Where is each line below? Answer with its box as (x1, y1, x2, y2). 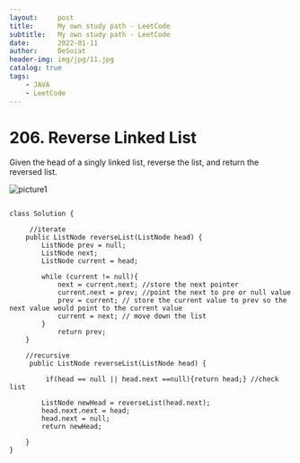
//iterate (29, 225, 66, 234)
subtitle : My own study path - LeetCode (9, 30, 171, 39)
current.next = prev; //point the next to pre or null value (57, 288, 292, 297)
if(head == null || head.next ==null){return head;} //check (45, 375, 279, 384)
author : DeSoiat (9, 47, 87, 56)
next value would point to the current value (9, 304, 182, 313)
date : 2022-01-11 (9, 38, 99, 48)
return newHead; (41, 422, 102, 431)
